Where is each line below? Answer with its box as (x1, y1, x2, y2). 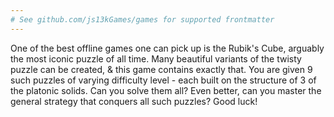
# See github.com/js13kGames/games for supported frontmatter (10, 14, 275, 25)
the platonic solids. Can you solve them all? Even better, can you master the (10, 84, 322, 96)
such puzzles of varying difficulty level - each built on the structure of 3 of (10, 74, 317, 86)
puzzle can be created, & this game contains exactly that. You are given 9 (10, 63, 313, 75)
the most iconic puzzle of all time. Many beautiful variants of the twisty (10, 52, 302, 65)
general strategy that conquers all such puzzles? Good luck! (10, 95, 258, 107)
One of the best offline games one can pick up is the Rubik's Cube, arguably (10, 42, 325, 54)
